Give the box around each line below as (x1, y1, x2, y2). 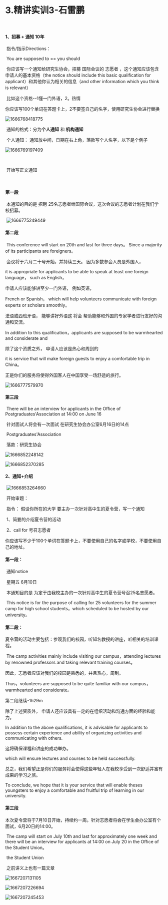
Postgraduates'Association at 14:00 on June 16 (5, 411, 101, 417)
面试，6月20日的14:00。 (5, 823, 56, 829)
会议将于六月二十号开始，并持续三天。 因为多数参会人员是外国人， (6, 258, 143, 264)
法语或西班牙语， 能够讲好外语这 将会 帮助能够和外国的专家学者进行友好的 (5, 312, 158, 318)
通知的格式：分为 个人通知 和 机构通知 (6, 126, 83, 133)
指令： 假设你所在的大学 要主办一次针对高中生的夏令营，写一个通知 (6, 506, 145, 512)
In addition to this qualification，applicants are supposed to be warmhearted (5, 329, 163, 335)
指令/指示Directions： (6, 46, 51, 52)
